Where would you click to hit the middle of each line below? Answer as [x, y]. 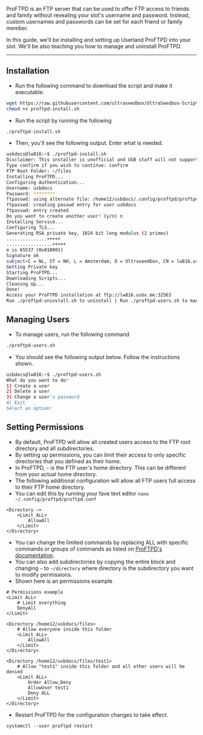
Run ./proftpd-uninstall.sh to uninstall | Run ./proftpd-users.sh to [97, 301]
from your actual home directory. [56, 474]
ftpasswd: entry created [37, 211]
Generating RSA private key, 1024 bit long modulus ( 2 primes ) [88, 233]
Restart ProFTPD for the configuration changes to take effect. [92, 714]
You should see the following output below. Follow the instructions [97, 357]
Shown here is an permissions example [64, 581]
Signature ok [23, 256]
